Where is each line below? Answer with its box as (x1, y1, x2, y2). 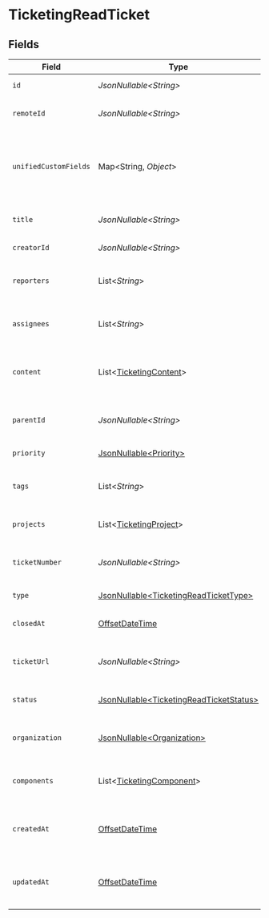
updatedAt (12, 878, 50, 887)
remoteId (12, 109, 46, 118)
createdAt (12, 824, 50, 833)
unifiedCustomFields (12, 162, 90, 171)
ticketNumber (12, 558, 62, 567)
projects (12, 520, 46, 528)
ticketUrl (12, 657, 50, 666)
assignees (12, 319, 50, 328)
